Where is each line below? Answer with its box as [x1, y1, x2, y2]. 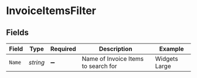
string [28, 59, 45, 66]
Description [98, 45, 133, 53]
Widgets [155, 55, 178, 63]
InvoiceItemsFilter [6, 4, 97, 18]
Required [50, 45, 76, 53]
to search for [81, 62, 117, 70]
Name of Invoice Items [81, 55, 144, 63]
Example [159, 45, 184, 53]
